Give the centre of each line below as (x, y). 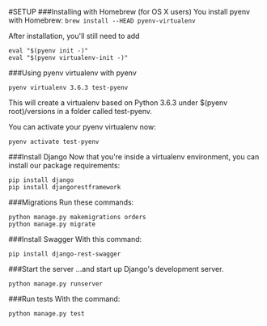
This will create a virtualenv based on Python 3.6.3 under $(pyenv (118, 103)
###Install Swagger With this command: (75, 239)
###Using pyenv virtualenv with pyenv (73, 73)
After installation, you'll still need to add (74, 36)
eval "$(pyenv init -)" (49, 51)
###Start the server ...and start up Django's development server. (116, 269)
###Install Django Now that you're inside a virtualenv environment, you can (134, 157)
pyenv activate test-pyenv (54, 142)
